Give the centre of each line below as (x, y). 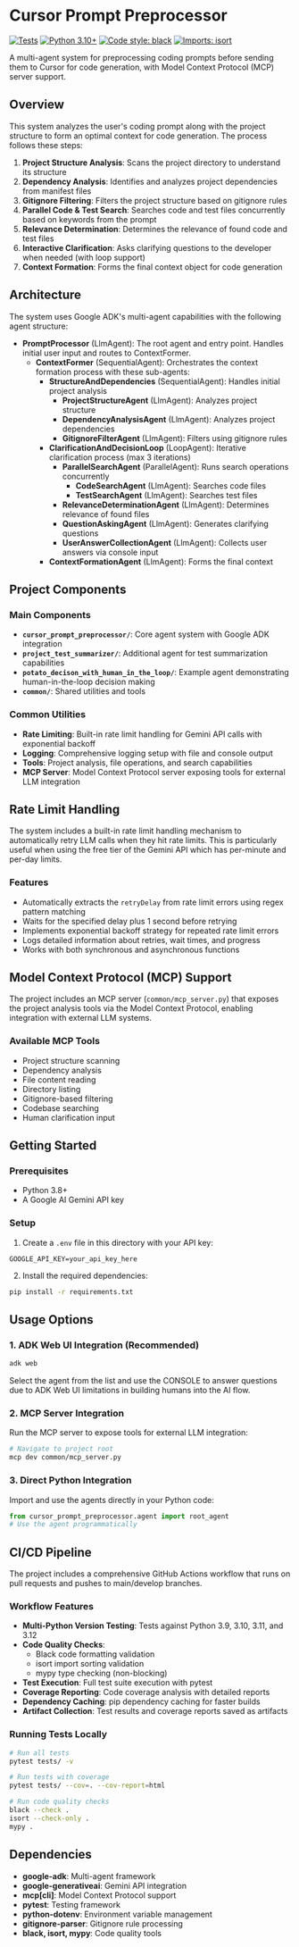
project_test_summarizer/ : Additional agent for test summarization (145, 654)
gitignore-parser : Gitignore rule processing (102, 1923)
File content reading (59, 1079)
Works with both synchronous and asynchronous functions (131, 949)
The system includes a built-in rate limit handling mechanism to (126, 831)
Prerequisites (39, 1171)
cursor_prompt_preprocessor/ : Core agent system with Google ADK (145, 634)
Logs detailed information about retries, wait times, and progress (141, 940)
